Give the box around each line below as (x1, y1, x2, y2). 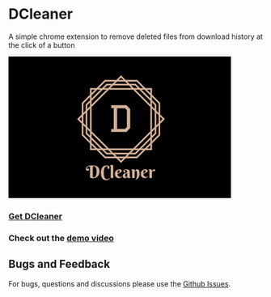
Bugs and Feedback (8, 257, 111, 271)
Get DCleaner (8, 210, 63, 222)
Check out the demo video (8, 232, 115, 244)
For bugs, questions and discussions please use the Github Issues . (8, 278, 231, 288)
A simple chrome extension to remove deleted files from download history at (8, 32, 263, 41)
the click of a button (8, 40, 75, 49)
